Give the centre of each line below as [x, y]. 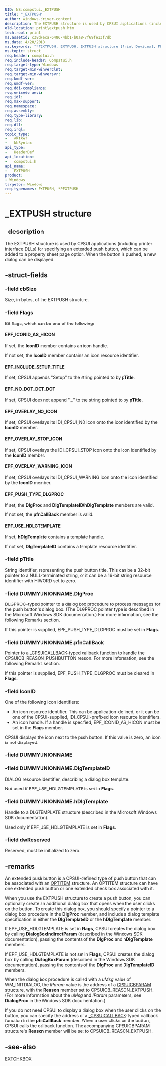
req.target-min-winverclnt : [34, 70]
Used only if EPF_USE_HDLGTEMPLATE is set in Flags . [61, 827]
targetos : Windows [24, 185]
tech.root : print [23, 33]
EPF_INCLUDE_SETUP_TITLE [35, 367]
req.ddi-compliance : [26, 88]
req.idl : [14, 97]
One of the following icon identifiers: [42, 702]
